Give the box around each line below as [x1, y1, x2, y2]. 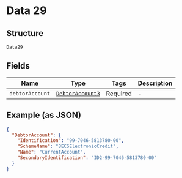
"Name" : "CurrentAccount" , [17, 149, 86, 155]
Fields [6, 61, 31, 71]
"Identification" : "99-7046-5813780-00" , [17, 138, 124, 144]
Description [137, 79, 173, 87]
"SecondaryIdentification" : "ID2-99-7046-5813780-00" [17, 155, 157, 161]
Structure [6, 28, 44, 39]
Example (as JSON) [6, 110, 81, 121]
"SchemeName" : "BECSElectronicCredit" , [17, 143, 119, 150]
